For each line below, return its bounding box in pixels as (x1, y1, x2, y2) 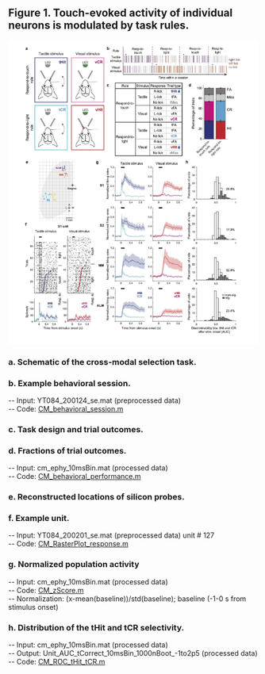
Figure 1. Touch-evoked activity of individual (8, 6, 232, 20)
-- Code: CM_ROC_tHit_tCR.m (8, 657, 106, 666)
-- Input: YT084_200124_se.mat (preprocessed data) (8, 396, 181, 405)
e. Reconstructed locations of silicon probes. (8, 492, 185, 503)
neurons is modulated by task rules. (8, 19, 190, 33)
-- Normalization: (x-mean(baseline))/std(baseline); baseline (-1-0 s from (8, 594, 247, 603)
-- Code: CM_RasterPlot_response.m (8, 539, 129, 549)
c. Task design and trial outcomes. (8, 423, 144, 435)
